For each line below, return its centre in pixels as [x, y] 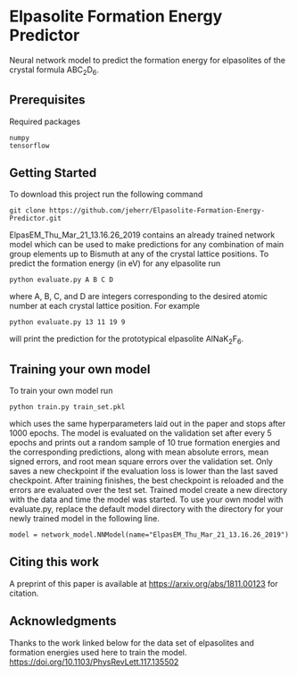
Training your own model [80, 369]
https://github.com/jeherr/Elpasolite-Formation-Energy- [157, 211]
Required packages [45, 121]
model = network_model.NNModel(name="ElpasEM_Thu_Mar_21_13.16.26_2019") [149, 534]
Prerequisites [47, 100]
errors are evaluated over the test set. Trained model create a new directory [148, 489]
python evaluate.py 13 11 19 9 [67, 322]
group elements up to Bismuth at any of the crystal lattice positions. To [139, 254]
